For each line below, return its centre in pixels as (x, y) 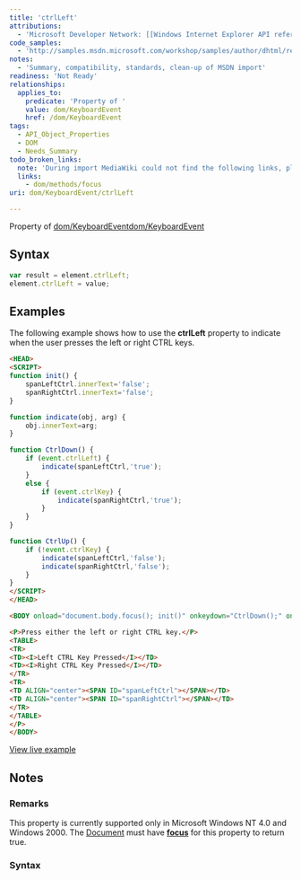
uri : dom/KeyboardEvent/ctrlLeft (72, 193)
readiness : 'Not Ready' (54, 76)
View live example (43, 750)
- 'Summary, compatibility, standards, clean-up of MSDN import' (142, 68)
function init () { (43, 376)
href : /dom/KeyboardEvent (74, 118)
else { (38, 483)
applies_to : (40, 92)
